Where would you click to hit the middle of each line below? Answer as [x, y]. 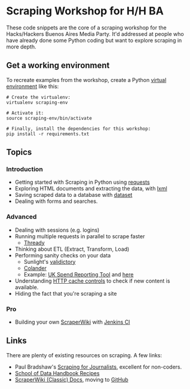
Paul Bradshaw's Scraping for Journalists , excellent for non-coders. [98, 367]
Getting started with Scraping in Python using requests [82, 182]
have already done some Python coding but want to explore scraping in [94, 40]
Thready [34, 242]
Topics [19, 152]
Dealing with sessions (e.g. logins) [57, 230]
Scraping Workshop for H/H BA [85, 11]
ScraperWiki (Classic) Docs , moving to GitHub [71, 379]
